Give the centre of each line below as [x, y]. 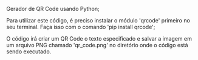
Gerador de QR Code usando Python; [53, 9]
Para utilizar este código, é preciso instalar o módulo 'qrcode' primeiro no [98, 20]
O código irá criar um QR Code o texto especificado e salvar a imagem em [99, 38]
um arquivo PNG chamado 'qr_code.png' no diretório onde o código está [97, 45]
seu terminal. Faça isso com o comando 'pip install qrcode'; [81, 27]
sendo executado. [29, 52]
